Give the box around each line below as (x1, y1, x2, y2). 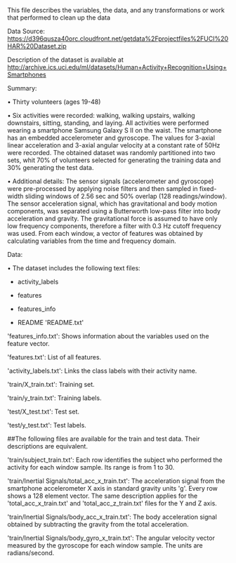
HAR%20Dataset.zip (7, 42, 67, 50)
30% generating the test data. (7, 164, 94, 171)
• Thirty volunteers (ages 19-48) (7, 98, 101, 106)
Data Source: (7, 27, 46, 35)
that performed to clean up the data (7, 13, 111, 22)
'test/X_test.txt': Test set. (7, 407, 79, 416)
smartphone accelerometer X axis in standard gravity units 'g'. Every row (7, 484, 218, 492)
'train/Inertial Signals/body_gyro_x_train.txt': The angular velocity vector (7, 534, 216, 542)
